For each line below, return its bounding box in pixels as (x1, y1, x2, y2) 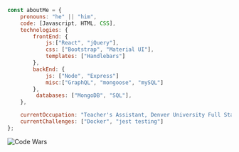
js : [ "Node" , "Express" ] (45, 72, 119, 79)
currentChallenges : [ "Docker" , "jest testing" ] (20, 118, 164, 125)
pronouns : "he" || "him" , (20, 13, 97, 21)
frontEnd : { (33, 33, 69, 40)
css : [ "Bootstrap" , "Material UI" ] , (45, 46, 154, 53)
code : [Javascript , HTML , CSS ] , (20, 20, 116, 27)
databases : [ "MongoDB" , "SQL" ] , (36, 92, 132, 99)
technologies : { (20, 26, 69, 33)
